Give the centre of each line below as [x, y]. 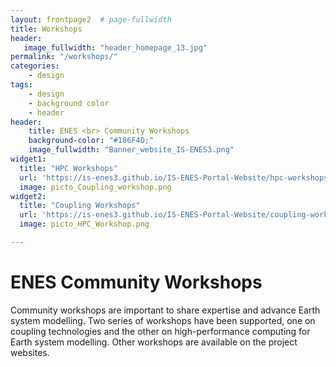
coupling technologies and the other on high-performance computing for [160, 331]
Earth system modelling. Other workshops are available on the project [154, 342]
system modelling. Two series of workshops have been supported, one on [163, 320]
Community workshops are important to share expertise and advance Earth [165, 310]
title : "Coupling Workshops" [80, 206]
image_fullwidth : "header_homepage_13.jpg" [115, 47]
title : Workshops [46, 29]
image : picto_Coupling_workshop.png [95, 187]
